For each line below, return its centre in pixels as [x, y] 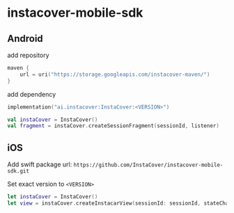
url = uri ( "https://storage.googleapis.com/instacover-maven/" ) [115, 74]
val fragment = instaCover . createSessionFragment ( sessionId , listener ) [113, 126]
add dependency [32, 94]
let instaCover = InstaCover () [53, 197]
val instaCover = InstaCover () [53, 120]
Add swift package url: [40, 164]
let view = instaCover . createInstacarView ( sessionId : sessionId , [104, 203]
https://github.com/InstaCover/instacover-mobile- [148, 165]
